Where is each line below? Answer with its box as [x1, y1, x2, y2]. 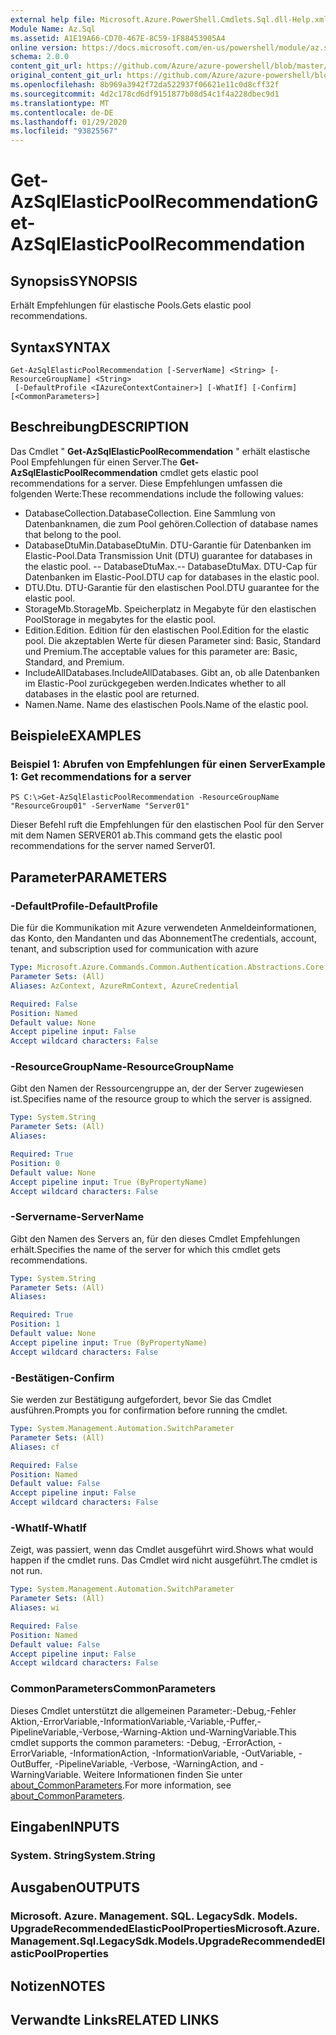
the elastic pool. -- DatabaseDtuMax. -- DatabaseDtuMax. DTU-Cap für [24, 560, 318, 572]
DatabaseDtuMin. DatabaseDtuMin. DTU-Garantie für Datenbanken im [24, 539, 312, 551]
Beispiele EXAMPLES [10, 727, 142, 745]
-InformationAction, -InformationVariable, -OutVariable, [69, 1747, 297, 1759]
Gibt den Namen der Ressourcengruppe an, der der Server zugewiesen [10, 1082, 305, 1095]
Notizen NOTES [10, 1977, 106, 1995]
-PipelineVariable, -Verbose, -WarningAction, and [54, 1757, 258, 1770]
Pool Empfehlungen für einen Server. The [10, 456, 178, 468]
